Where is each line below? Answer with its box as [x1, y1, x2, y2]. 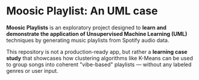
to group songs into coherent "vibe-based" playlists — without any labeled [6, 61, 192, 68]
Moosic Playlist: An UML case [6, 4, 158, 18]
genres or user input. [6, 67, 58, 74]
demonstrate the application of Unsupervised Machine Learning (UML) [6, 30, 188, 37]
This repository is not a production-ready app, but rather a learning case [6, 48, 188, 55]
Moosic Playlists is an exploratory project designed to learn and [6, 24, 167, 31]
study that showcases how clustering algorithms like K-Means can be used [6, 54, 193, 61]
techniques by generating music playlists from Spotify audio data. [6, 36, 169, 44]
